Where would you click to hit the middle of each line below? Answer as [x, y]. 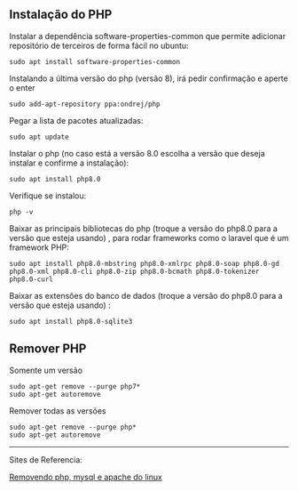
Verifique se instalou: [48, 196]
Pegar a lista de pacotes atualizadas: [76, 120]
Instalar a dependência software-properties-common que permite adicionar [148, 36]
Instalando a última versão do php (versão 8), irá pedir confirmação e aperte [149, 78]
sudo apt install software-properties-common [94, 61]
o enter [22, 87]
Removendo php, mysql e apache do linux [86, 477]
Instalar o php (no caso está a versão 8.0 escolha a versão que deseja [137, 153]
